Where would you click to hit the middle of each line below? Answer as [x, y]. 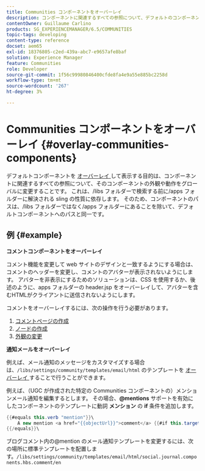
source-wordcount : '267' [38, 86]
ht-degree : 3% [24, 92]
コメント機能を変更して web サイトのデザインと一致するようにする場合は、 [101, 264]
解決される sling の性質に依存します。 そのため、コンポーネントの [110, 198]
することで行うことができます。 [69, 377]
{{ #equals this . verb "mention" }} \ [50, 417]
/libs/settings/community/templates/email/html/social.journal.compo [106, 457]
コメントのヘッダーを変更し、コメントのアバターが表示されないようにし [97, 272]
